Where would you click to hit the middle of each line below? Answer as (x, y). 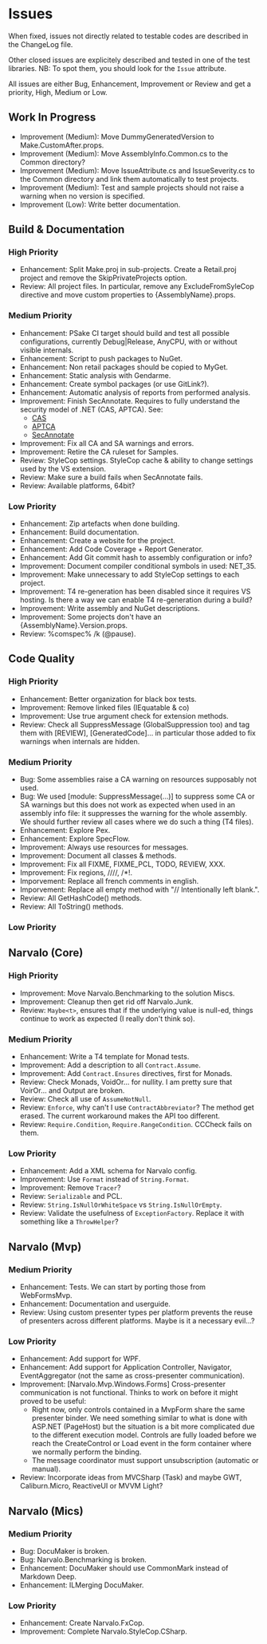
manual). (46, 1469)
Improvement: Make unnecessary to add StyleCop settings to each (130, 574)
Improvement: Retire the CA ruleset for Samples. (99, 451)
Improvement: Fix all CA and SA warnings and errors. (107, 443)
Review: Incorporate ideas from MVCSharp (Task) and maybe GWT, (131, 1477)
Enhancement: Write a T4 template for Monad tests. (104, 1056)
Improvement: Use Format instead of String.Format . (104, 1179)
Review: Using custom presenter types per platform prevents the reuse (136, 1312)
